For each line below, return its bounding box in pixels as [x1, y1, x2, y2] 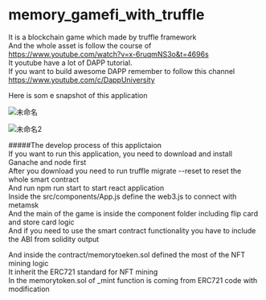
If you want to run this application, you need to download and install [8, 149, 233, 158]
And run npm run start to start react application [8, 183, 165, 192]
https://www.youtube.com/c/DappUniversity [8, 75, 155, 84]
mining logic [8, 258, 49, 268]
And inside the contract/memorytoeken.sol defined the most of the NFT [8, 249, 246, 259]
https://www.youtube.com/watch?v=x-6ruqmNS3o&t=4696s [8, 49, 209, 59]
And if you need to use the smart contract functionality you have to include [8, 225, 256, 235]
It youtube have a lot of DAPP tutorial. [8, 58, 133, 68]
